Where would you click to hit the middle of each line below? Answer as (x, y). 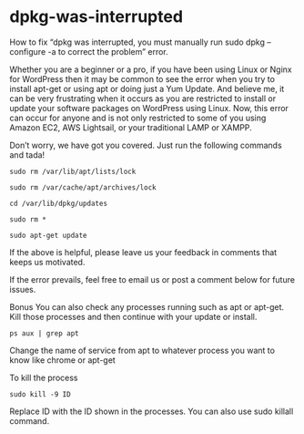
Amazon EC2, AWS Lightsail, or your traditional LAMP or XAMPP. (131, 127)
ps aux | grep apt (44, 333)
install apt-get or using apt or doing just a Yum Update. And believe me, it (147, 88)
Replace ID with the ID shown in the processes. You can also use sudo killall (152, 411)
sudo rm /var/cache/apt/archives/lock (83, 187)
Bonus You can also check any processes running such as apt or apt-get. (147, 306)
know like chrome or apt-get (62, 360)
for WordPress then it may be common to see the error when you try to (142, 78)
